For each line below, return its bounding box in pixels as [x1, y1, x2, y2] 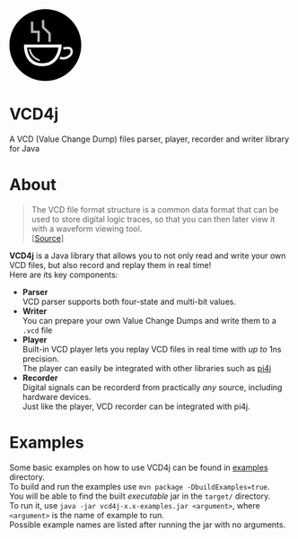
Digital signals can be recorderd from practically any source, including [22, 381, 283, 393]
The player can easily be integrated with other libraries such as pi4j [22, 362, 272, 373]
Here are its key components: [9, 269, 118, 280]
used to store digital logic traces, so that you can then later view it [31, 213, 276, 224]
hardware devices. [22, 391, 92, 402]
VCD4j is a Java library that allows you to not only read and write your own [9, 250, 286, 261]
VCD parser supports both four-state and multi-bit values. [22, 296, 236, 307]
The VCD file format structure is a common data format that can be [31, 204, 279, 214]
